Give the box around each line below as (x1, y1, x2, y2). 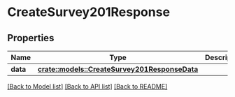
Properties (7, 32, 55, 44)
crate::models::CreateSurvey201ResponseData (37, 64, 199, 74)
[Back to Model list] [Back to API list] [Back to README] (7, 82, 168, 91)
